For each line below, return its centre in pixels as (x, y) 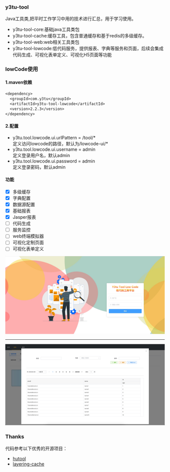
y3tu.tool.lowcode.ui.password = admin (54, 161)
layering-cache (28, 464)
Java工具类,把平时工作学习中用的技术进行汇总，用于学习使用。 (71, 19)
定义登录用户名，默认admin (41, 155)
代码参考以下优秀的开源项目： (36, 448)
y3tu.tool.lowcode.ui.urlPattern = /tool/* (54, 137)
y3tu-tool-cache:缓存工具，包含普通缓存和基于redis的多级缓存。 (80, 36)
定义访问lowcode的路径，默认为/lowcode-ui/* (60, 143)
